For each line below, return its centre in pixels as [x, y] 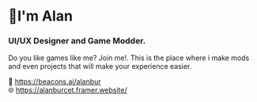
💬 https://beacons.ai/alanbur [55, 81]
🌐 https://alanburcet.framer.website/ [68, 90]
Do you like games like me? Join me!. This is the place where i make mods [129, 58]
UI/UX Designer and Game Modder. [77, 41]
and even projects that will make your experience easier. [100, 66]
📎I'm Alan [41, 16]
